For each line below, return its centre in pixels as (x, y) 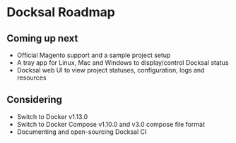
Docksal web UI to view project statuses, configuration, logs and (111, 70)
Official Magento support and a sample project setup (94, 55)
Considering (35, 100)
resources (31, 77)
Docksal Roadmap (61, 12)
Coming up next (42, 38)
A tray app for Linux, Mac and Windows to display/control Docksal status (123, 63)
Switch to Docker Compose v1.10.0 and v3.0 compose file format (111, 124)
